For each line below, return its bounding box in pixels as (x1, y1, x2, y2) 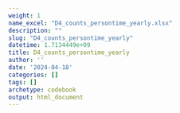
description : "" (8, 26, 62, 34)
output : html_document (8, 93, 84, 101)
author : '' (8, 56, 45, 64)
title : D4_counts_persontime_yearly (8, 49, 130, 56)
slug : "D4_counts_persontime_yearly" (8, 33, 134, 42)
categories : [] (8, 71, 59, 79)
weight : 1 (8, 11, 41, 20)
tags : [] (8, 78, 37, 86)
